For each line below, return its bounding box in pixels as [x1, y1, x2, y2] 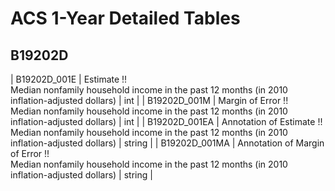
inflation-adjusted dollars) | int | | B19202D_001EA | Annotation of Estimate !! [10, 116, 323, 127]
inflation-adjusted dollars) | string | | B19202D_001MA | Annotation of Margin [10, 137, 325, 149]
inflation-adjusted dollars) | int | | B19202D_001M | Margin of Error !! [10, 95, 289, 106]
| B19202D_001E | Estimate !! [10, 73, 128, 85]
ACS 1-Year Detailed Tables [10, 7, 241, 30]
